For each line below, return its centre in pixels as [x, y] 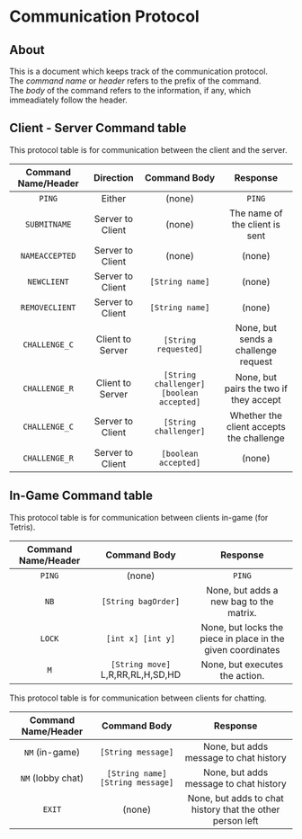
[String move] [141, 664]
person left [235, 820]
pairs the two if [256, 388]
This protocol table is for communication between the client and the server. [148, 149]
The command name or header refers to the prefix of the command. [135, 81]
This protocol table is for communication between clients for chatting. [138, 698]
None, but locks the [242, 627]
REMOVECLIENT [49, 307]
